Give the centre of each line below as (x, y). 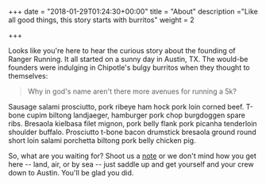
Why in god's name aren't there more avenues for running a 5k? (132, 91)
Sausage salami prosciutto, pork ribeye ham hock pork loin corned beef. (126, 107)
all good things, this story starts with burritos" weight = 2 (101, 20)
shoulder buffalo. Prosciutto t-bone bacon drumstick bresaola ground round (132, 132)
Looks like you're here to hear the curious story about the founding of (122, 50)
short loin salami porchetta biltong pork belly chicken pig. (102, 141)
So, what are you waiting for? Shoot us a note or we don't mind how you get (132, 156)
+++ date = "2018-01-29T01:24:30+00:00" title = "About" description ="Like (133, 12)
